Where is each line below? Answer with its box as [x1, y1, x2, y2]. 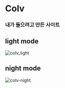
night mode [5, 64, 41, 73]
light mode [5, 37, 39, 45]
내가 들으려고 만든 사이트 [5, 22, 60, 29]
